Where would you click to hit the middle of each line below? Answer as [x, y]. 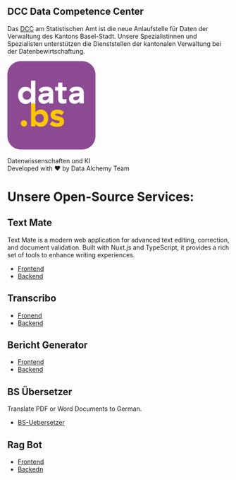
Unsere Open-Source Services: [101, 197]
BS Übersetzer [40, 392]
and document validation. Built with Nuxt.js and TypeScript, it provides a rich [118, 247]
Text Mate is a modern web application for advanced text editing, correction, [118, 240]
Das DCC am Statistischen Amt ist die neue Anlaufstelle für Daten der [108, 28]
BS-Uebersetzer [41, 423]
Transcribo [32, 299]
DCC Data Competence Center [76, 12]
